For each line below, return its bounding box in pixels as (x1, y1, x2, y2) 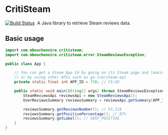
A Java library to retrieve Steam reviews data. (37, 20, 131, 26)
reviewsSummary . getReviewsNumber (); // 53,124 (23, 107, 122, 112)
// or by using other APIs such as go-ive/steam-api (14, 75, 126, 80)
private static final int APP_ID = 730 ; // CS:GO (14, 80, 120, 85)
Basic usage (5, 34, 44, 43)
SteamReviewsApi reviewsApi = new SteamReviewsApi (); (23, 93, 137, 98)
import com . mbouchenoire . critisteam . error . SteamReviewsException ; (5, 52, 146, 57)
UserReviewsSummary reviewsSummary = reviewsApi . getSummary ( (23, 98, 153, 103)
